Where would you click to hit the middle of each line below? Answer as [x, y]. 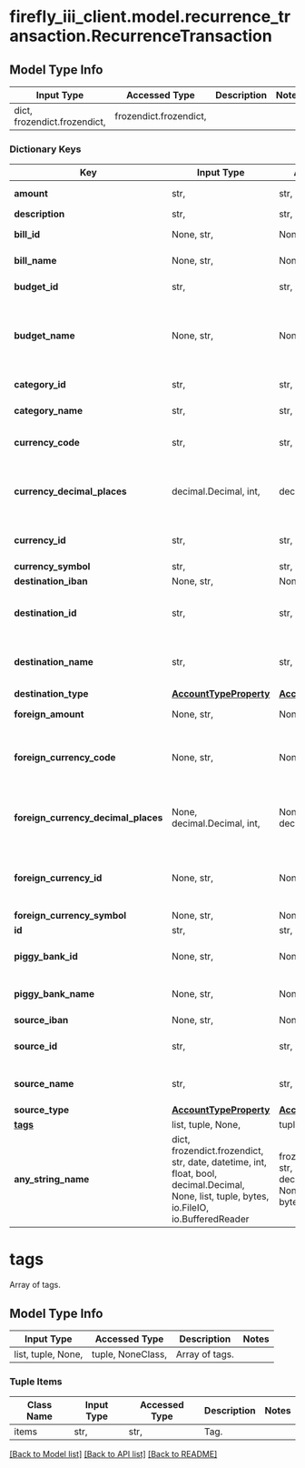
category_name [49, 411]
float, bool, [194, 1173]
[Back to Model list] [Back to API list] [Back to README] [113, 1454]
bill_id [27, 235]
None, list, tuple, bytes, [220, 1196]
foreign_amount [49, 714]
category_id [40, 385]
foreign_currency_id [58, 878]
